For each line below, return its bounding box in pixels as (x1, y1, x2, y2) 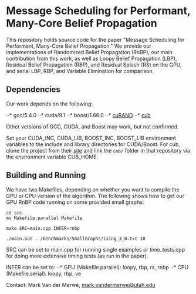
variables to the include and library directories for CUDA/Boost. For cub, (6, 140, 180, 148)
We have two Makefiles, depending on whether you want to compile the (6, 186, 180, 193)
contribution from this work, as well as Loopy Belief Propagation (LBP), (6, 55, 177, 62)
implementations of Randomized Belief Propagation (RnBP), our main (6, 48, 173, 55)
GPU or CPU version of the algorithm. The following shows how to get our (6, 192, 185, 199)
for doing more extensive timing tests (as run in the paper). (6, 252, 148, 259)
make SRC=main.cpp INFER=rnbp (6, 225, 80, 231)
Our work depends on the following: (6, 100, 93, 107)
